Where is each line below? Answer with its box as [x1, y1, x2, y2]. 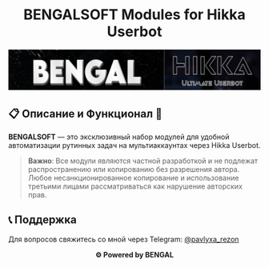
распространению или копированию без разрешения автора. [27, 164, 240, 173]
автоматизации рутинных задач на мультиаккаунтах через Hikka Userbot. [8, 140, 261, 149]
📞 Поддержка [8, 213, 78, 227]
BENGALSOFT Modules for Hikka [23, 6, 246, 24]
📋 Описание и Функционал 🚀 [8, 106, 163, 121]
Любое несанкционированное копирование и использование [27, 173, 239, 182]
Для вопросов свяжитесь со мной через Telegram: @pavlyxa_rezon [8, 234, 239, 244]
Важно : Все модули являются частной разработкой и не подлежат [27, 156, 259, 165]
